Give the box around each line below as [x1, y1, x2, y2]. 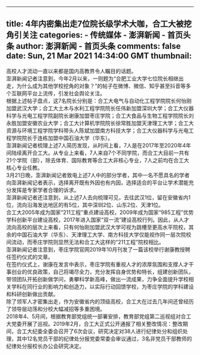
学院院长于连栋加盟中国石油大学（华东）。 [11, 134, 113, 142]
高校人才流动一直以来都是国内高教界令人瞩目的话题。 [6, 67, 137, 74]
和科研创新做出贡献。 [6, 290, 58, 297]
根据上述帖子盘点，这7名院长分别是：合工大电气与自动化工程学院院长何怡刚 [6, 97, 192, 104]
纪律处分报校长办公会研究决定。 [6, 343, 85, 350]
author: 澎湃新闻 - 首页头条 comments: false [15, 41, 181, 51]
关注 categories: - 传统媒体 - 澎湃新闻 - [21, 30, 165, 40]
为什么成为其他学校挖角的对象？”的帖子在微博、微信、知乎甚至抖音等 [16, 82, 186, 89]
